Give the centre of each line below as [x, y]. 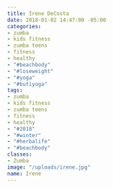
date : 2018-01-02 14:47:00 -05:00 [57, 20]
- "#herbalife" [29, 142]
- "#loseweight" [30, 71]
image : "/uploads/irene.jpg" [49, 167]
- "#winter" [24, 135]
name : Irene [24, 174]
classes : [20, 155]
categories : [24, 26]
